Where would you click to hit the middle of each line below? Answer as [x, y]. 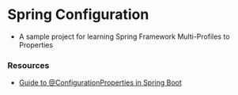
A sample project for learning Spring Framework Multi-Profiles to [124, 36]
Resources [28, 65]
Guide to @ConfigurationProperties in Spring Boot [100, 83]
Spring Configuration [78, 15]
